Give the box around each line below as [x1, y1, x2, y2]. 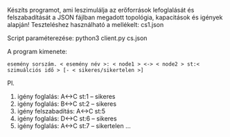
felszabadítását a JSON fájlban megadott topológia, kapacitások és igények [7, 13, 223, 21]
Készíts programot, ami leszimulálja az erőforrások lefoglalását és [7, 6, 195, 14]
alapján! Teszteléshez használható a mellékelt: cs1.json [7, 21, 164, 28]
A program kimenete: [7, 48, 68, 55]
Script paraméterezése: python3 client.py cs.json [7, 34, 148, 42]
